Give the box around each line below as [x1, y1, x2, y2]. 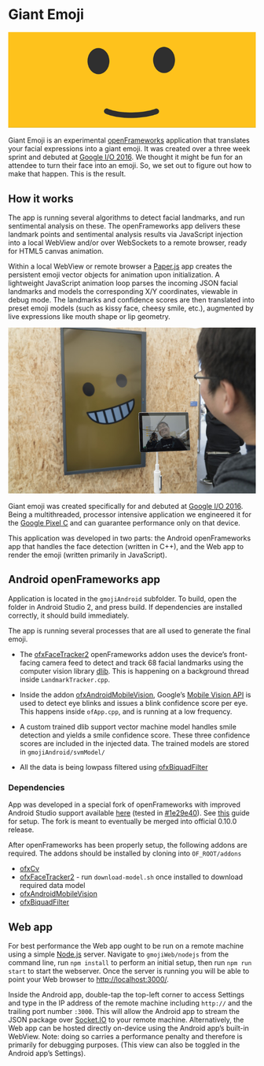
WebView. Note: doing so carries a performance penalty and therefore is [8, 1032, 243, 1042]
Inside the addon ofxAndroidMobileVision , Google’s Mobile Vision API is [19, 689, 251, 699]
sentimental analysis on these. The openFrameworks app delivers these [8, 221, 241, 231]
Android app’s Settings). [8, 1049, 86, 1058]
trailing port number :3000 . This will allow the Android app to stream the [8, 1007, 240, 1016]
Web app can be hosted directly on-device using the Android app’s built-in [8, 1023, 250, 1033]
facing [19, 658, 41, 667]
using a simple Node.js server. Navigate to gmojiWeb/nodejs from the [8, 949, 229, 959]
